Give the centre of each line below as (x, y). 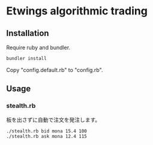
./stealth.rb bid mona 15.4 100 (46, 131)
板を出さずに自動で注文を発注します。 (53, 120)
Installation (28, 33)
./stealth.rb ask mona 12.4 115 (46, 137)
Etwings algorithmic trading (77, 11)
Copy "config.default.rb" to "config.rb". (55, 70)
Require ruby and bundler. (38, 47)
